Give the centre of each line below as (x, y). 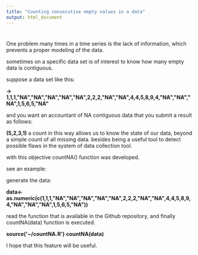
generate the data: (29, 180)
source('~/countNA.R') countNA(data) (55, 234)
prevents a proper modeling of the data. (55, 50)
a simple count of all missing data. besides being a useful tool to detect (94, 139)
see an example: (26, 169)
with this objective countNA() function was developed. (73, 157)
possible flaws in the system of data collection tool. (69, 145)
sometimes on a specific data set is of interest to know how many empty (95, 61)
